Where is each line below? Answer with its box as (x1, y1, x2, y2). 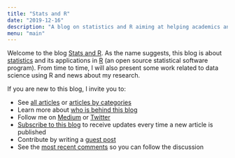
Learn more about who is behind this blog (17, 106, 138, 114)
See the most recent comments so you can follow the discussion (17, 143, 204, 151)
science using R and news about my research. (7, 71, 141, 80)
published (17, 128, 47, 136)
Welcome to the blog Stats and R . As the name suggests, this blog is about (7, 49, 222, 57)
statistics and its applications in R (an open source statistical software (7, 57, 208, 65)
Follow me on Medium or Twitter (17, 113, 111, 122)
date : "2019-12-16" (7, 17, 64, 24)
